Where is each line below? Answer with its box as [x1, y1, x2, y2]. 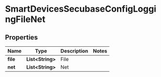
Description [60, 48, 89, 54]
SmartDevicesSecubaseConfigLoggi [5, 3, 157, 15]
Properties [5, 33, 38, 41]
